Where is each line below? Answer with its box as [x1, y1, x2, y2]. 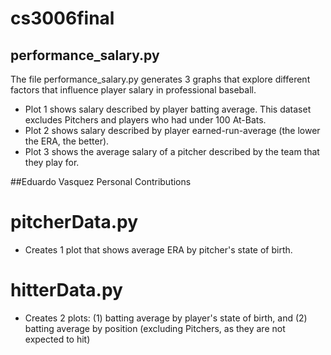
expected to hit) [24, 333, 91, 345]
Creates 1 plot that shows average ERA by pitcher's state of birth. [24, 243, 293, 256]
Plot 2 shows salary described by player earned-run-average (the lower [24, 125, 321, 136]
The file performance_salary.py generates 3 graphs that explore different [10, 73, 311, 85]
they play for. [24, 157, 80, 168]
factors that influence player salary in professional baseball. [10, 84, 257, 96]
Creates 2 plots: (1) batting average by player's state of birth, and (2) [24, 312, 308, 324]
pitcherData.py [10, 211, 139, 234]
